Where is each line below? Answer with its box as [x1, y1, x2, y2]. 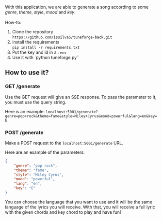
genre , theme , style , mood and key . [5, 9, 76, 15]
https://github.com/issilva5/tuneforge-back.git [12, 35, 113, 40]
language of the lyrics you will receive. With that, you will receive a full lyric [5, 204, 155, 210]
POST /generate [5, 129, 44, 136]
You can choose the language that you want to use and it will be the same [5, 199, 153, 205]
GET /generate [5, 83, 40, 90]
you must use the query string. [5, 99, 66, 105]
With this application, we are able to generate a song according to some [5, 4, 149, 10]
